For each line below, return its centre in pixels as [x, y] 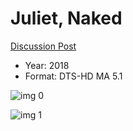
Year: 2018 [47, 65]
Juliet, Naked [66, 18]
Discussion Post [43, 46]
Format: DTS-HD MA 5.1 [73, 76]
